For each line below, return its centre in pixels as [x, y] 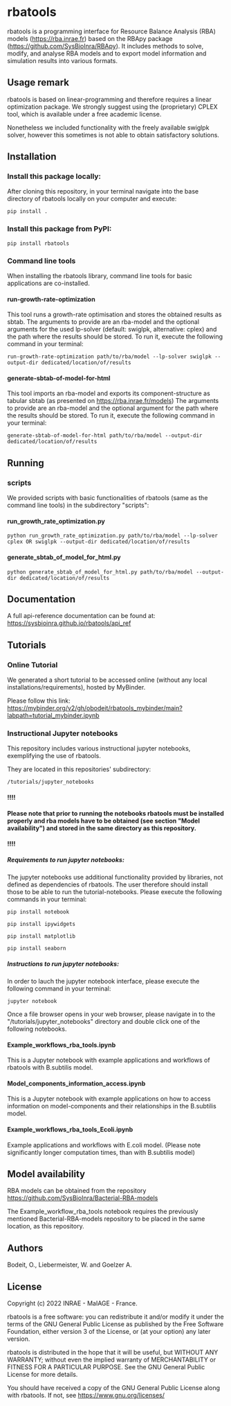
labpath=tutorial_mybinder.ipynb [53, 716]
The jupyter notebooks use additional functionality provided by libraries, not [115, 877]
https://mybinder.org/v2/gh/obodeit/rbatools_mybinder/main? [95, 708]
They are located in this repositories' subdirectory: [79, 769]
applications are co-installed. [48, 283]
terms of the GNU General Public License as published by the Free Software [115, 1324]
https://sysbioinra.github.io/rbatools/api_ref [69, 623]
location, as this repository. [46, 1226]
